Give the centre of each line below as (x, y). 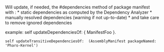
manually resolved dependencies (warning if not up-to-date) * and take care (82, 17)
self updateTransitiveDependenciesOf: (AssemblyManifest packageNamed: (81, 41)
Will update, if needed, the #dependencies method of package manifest (78, 7)
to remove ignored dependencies (39, 23)
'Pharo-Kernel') (22, 46)
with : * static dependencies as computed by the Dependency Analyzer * (79, 12)
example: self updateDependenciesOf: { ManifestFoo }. (61, 32)
